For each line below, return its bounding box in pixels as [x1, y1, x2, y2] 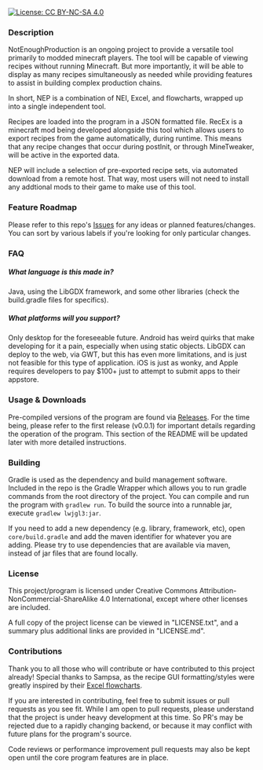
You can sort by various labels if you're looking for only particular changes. [8, 228, 251, 237]
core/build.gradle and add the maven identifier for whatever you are [8, 532, 232, 541]
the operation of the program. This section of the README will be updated [8, 429, 248, 438]
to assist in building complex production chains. [8, 79, 163, 88]
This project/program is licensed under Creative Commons [8, 586, 198, 596]
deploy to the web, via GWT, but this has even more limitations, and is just [8, 350, 247, 359]
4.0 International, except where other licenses [99, 594, 248, 604]
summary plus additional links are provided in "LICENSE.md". [8, 626, 206, 636]
